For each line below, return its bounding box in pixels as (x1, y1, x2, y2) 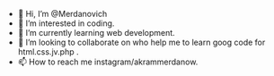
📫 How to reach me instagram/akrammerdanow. (17, 56, 199, 67)
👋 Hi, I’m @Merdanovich (17, 9, 108, 19)
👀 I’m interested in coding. (17, 18, 115, 29)
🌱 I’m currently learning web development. (17, 28, 175, 38)
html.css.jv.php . (17, 46, 79, 57)
